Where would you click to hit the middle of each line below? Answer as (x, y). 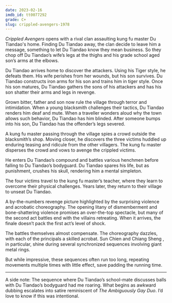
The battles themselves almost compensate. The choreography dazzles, (81, 233)
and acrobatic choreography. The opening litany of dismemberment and (81, 207)
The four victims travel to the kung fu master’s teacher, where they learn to (84, 181)
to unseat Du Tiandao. (29, 192)
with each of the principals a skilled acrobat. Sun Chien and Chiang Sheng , (85, 239)
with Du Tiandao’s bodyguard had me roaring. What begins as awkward (81, 285)
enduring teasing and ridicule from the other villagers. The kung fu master (83, 145)
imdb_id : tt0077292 (26, 15)
